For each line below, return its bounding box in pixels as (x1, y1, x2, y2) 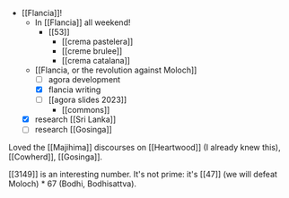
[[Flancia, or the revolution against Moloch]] (34, 65, 197, 75)
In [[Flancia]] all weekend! (34, 17, 131, 28)
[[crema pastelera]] (61, 36, 134, 47)
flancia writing (48, 84, 101, 95)
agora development (48, 74, 121, 84)
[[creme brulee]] (61, 46, 123, 56)
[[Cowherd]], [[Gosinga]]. (8, 151, 103, 162)
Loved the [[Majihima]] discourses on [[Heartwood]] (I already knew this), (8, 142, 281, 153)
